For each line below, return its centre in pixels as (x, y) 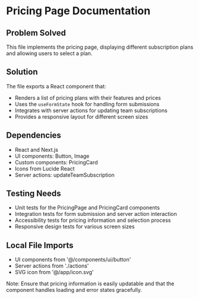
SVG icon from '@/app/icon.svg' (54, 272)
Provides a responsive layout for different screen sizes (81, 116)
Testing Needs (34, 194)
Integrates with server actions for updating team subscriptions (91, 110)
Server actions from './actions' (52, 266)
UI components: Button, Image (52, 156)
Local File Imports (40, 245)
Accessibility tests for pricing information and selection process (93, 220)
